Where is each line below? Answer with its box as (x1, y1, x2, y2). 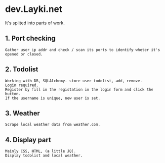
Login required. (5, 83, 39, 88)
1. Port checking (5, 34, 56, 43)
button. (5, 91, 21, 96)
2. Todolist (5, 65, 39, 74)
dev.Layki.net (5, 3, 63, 15)
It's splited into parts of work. (5, 20, 65, 26)
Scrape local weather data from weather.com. (5, 122, 100, 127)
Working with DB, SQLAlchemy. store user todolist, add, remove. (5, 78, 142, 83)
